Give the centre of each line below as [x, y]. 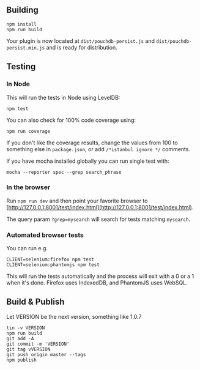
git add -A [20, 338]
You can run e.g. [27, 248]
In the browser [28, 187]
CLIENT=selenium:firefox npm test [50, 259]
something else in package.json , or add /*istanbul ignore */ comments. [98, 149]
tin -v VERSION [26, 328]
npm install [21, 24]
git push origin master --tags [46, 354]
